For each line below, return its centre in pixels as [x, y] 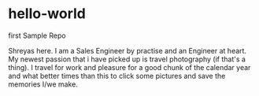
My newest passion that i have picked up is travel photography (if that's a [127, 59]
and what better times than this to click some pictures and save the [117, 76]
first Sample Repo [37, 35]
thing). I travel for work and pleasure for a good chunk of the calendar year [129, 67]
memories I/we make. [43, 84]
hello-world [47, 14]
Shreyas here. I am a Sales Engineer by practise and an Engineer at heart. [127, 50]
